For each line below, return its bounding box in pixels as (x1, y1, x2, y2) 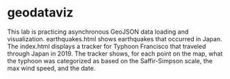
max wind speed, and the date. (7, 64, 96, 72)
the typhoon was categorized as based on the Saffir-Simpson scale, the (7, 56, 213, 65)
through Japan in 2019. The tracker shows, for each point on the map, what (7, 49, 223, 58)
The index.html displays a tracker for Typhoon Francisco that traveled (7, 42, 206, 50)
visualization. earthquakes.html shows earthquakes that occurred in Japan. (7, 34, 222, 43)
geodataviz (7, 5, 74, 21)
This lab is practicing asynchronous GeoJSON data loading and (7, 27, 189, 36)
